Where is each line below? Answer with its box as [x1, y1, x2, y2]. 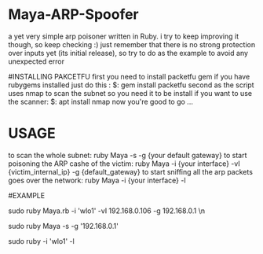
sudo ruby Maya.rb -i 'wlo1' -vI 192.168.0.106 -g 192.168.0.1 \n [8, 206, 206, 215]
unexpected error [8, 57, 65, 66]
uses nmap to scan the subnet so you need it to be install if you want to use [8, 88, 253, 98]
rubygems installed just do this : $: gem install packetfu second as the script [8, 80, 254, 90]
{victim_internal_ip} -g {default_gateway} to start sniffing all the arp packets [8, 167, 254, 176]
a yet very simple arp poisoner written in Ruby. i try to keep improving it [8, 31, 239, 41]
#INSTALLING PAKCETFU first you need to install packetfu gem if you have [8, 72, 250, 81]
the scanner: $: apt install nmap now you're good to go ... [8, 97, 194, 106]
